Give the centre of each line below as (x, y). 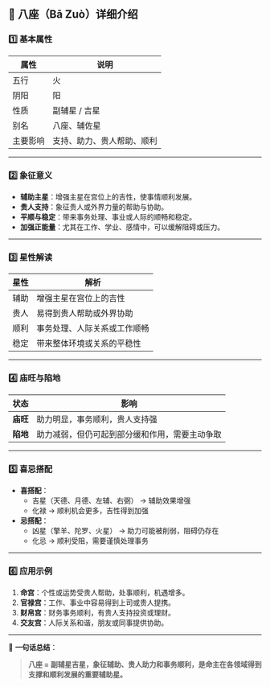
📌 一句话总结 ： (33, 648)
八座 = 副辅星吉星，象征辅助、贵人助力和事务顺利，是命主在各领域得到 (145, 664)
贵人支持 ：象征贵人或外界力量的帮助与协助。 (94, 207)
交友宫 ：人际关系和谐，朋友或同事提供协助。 (94, 623)
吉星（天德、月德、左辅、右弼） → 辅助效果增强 (111, 500)
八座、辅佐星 (77, 125)
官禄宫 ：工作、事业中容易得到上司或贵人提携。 (97, 603)
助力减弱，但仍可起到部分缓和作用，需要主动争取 (129, 434)
